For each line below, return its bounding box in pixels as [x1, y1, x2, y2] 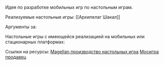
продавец [5, 54, 27, 60]
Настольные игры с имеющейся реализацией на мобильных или [5, 34, 145, 39]
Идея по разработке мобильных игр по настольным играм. [5, 5, 133, 10]
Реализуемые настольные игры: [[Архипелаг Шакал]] [5, 14, 121, 20]
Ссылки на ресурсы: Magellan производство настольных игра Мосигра [5, 49, 159, 54]
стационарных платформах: [5, 39, 65, 45]
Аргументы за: [5, 24, 37, 30]
